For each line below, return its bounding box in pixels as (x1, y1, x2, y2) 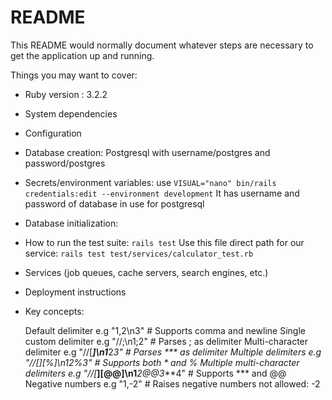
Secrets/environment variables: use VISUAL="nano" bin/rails (24, 176, 277, 188)
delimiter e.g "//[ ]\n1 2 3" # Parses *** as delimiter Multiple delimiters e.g (24, 346, 322, 358)
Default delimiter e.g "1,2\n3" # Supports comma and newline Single (24, 324, 306, 336)
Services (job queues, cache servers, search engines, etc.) (24, 266, 269, 278)
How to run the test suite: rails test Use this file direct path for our (24, 236, 305, 248)
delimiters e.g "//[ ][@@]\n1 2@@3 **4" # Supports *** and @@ (24, 367, 287, 379)
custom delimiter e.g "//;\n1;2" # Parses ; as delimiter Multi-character (24, 335, 309, 347)
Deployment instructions (24, 286, 127, 298)
